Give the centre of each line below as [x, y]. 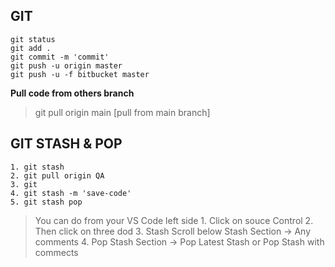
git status [33, 39]
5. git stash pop [46, 202]
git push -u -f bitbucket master [80, 74]
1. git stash [37, 167]
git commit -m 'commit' [60, 57]
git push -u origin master [66, 65]
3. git [24, 184]
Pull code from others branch [72, 93]
